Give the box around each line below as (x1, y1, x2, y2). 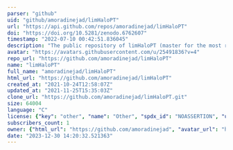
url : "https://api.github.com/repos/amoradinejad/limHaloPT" (7, 23, 188, 30)
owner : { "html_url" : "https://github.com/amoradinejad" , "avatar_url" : (7, 126, 218, 133)
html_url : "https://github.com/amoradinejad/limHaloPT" (7, 74, 172, 82)
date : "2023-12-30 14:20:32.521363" (7, 132, 113, 139)
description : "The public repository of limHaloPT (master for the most (7, 42, 222, 49)
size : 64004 (7, 100, 42, 107)
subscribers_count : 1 (7, 119, 70, 126)
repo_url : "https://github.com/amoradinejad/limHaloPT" (7, 55, 172, 62)
